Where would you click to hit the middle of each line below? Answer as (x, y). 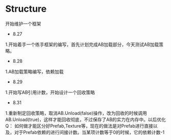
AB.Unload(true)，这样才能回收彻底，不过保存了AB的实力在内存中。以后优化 (86, 119)
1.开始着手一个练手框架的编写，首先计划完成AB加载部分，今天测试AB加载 (82, 44)
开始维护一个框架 (23, 24)
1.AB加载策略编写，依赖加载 (34, 72)
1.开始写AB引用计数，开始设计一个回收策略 (50, 92)
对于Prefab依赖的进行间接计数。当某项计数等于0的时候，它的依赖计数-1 (89, 132)
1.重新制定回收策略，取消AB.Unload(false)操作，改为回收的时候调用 (76, 113)
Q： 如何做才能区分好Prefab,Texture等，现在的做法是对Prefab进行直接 (79, 126)
